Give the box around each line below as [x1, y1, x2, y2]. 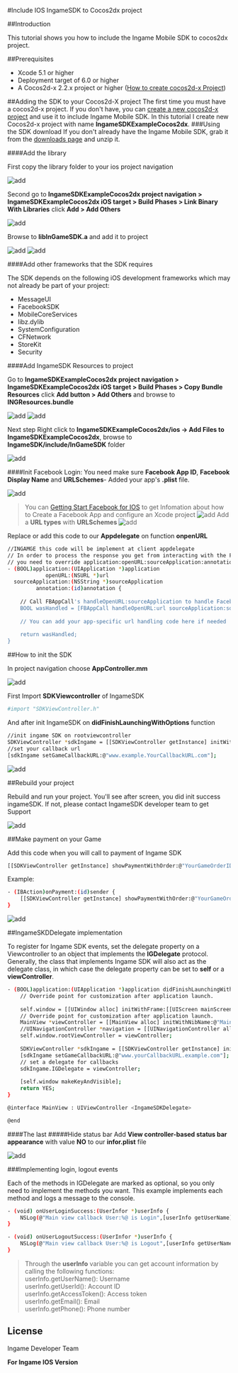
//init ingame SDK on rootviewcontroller [7, 732, 132, 739]
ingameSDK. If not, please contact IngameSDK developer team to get [7, 799, 209, 808]
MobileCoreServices [17, 310, 78, 318]
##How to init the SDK [7, 650, 72, 659]
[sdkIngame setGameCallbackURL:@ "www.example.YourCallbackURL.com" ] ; [7, 752, 217, 759]
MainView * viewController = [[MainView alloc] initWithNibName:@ [20, 1019, 217, 1026]
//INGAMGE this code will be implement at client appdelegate [7, 545, 195, 552]
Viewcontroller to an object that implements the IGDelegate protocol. [7, 950, 209, 958]
